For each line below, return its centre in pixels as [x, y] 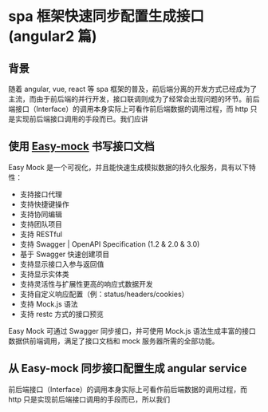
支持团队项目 [41, 224]
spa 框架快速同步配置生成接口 [106, 16]
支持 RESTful [41, 234]
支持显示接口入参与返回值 [62, 263]
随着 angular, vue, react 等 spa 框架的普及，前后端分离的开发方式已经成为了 [133, 89]
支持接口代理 [41, 194]
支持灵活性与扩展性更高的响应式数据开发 [86, 283]
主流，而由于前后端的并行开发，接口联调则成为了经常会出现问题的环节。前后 [134, 99]
